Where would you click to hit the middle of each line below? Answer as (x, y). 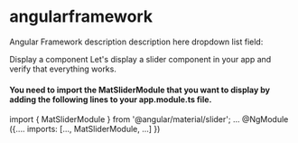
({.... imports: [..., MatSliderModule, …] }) (85, 129)
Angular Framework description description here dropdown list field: (136, 42)
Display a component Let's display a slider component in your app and (140, 59)
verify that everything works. (63, 69)
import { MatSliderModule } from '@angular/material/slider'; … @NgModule (149, 119)
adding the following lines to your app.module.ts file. (111, 99)
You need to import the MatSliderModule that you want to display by (140, 90)
